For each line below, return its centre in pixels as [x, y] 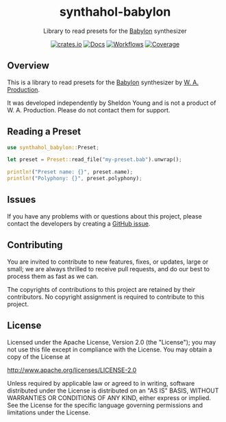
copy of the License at [39, 356]
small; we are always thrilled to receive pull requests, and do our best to [109, 269]
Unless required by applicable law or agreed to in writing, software [101, 383]
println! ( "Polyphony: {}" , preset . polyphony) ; [75, 179]
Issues [22, 200]
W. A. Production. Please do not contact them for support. [89, 110]
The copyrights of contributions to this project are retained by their [101, 289]
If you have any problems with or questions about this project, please [104, 216]
